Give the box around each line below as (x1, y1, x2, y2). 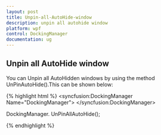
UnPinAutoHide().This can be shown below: (6, 81, 113, 88)
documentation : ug (6, 36, 52, 42)
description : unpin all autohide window (6, 20, 109, 26)
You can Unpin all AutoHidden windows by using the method (6, 74, 155, 81)
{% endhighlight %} (6, 122, 55, 129)
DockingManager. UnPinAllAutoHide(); (6, 110, 100, 117)
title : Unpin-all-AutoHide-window (6, 14, 92, 20)
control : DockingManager (6, 31, 68, 37)
